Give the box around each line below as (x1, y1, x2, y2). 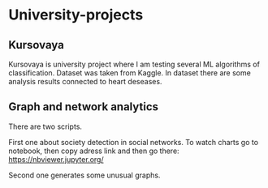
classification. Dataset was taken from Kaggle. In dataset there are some (8, 68, 252, 78)
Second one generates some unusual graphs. (8, 170, 161, 180)
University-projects (8, 6, 144, 24)
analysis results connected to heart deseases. (8, 77, 162, 86)
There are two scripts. (8, 122, 83, 131)
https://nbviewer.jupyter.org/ (8, 154, 104, 164)
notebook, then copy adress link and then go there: (8, 146, 180, 156)
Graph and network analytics (8, 100, 159, 114)
